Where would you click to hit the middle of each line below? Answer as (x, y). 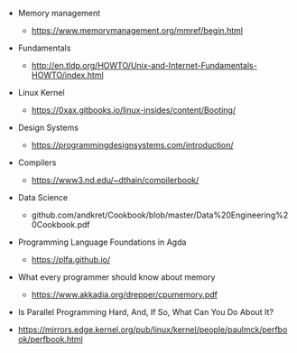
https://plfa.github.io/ (71, 260)
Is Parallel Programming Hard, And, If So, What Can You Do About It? (145, 312)
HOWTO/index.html (67, 75)
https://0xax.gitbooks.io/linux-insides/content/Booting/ (134, 110)
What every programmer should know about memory (116, 277)
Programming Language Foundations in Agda (102, 242)
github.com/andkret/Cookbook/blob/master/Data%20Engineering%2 (160, 215)
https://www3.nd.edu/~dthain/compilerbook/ (115, 180)
